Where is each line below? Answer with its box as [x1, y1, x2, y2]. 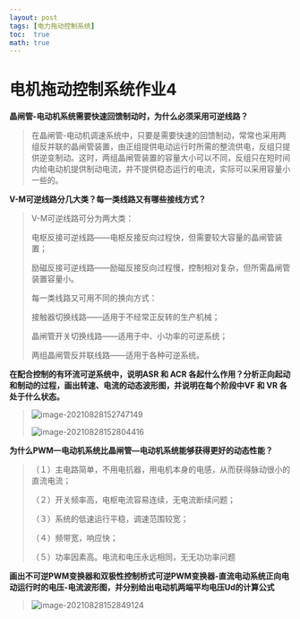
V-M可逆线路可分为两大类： [30, 213, 134, 224]
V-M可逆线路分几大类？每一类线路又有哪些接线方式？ [9, 194, 207, 205]
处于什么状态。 [9, 391, 64, 402]
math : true [9, 38, 50, 48]
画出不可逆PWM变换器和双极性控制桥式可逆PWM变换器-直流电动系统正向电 [9, 571, 289, 581]
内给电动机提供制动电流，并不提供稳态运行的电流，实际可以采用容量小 [30, 163, 291, 175]
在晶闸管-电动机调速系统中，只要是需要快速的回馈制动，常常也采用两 [30, 130, 287, 141]
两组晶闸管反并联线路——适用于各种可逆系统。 [30, 350, 204, 361]
